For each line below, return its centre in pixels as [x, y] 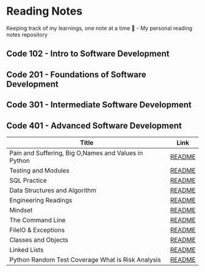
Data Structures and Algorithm [53, 190]
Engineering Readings [41, 200]
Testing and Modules [40, 170]
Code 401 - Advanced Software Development [94, 125]
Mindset [21, 210]
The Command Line [38, 220]
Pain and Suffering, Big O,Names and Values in [76, 152]
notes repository [27, 34]
